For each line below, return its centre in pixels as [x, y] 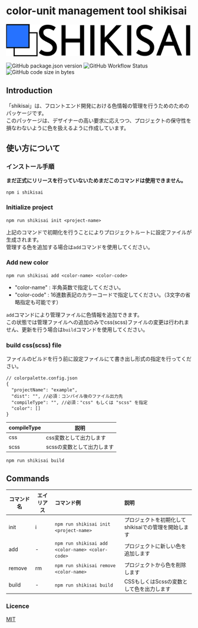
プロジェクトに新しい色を [155, 546]
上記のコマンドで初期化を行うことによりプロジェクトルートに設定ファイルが [99, 232]
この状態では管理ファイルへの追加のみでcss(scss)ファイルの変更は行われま [98, 322]
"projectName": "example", [44, 390]
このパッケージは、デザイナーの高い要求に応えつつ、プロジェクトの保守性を [99, 120]
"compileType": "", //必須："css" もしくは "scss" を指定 [80, 403]
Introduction [29, 91]
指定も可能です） [41, 302]
